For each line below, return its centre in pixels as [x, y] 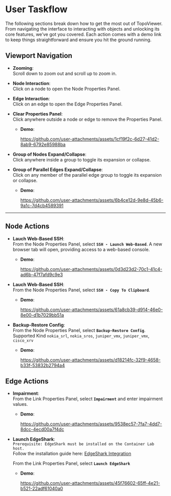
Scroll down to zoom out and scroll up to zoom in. [65, 73]
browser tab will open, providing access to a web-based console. [81, 249]
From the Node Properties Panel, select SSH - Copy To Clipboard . [81, 290]
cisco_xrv [23, 340]
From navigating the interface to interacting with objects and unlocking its [82, 29]
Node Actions [27, 226]
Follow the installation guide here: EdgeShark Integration [72, 454]
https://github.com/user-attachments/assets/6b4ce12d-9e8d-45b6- [92, 200]
